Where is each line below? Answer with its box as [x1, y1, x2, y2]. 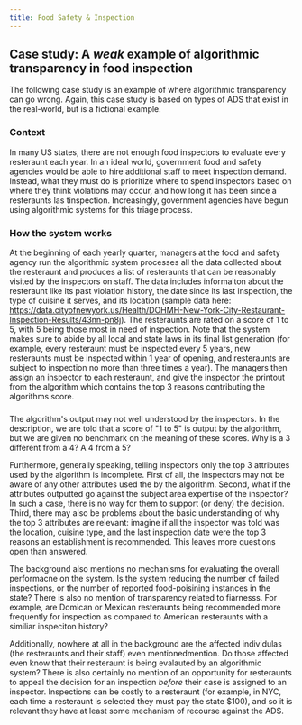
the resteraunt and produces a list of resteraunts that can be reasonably [9, 267, 277, 278]
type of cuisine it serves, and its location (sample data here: [9, 295, 232, 307]
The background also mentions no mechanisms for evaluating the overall [9, 563, 279, 574]
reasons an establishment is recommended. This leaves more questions [9, 536, 277, 546]
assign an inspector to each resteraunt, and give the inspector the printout [9, 372, 286, 383]
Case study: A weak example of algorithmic [9, 47, 260, 62]
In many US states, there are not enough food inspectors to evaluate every [9, 146, 287, 158]
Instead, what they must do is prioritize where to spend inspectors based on [9, 175, 292, 186]
